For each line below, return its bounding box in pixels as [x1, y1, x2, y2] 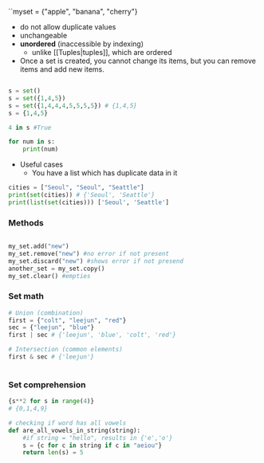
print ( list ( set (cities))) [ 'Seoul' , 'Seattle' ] [8, 198, 170, 206]
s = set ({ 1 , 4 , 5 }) [8, 94, 66, 102]
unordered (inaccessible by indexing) [19, 39, 144, 49]
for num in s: [8, 138, 56, 146]
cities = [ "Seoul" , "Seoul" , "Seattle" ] [8, 183, 145, 192]
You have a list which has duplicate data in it [31, 168, 178, 178]
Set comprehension [8, 379, 86, 390]
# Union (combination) [8, 308, 84, 317]
